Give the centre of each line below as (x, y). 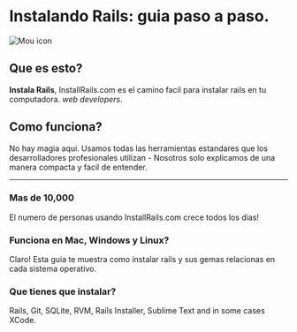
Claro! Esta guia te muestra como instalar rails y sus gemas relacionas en (142, 260)
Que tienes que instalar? (63, 291)
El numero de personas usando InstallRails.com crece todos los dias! (134, 217)
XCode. (23, 321)
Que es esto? (46, 68)
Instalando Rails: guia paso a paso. (139, 16)
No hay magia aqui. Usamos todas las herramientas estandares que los (138, 148)
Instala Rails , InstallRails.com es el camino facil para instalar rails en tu (138, 89)
